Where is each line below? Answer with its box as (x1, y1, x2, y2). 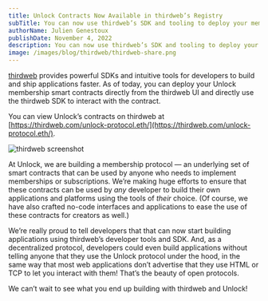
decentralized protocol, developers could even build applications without (8, 243, 248, 252)
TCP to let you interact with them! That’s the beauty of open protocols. (8, 268, 239, 278)
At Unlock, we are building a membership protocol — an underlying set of (8, 160, 250, 168)
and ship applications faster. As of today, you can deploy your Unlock (8, 79, 237, 89)
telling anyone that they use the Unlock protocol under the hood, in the (8, 251, 241, 260)
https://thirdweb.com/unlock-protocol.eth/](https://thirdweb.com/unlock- (10, 121, 251, 129)
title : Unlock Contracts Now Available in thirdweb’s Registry (8, 11, 223, 20)
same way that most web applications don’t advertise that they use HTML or (8, 260, 259, 269)
